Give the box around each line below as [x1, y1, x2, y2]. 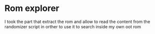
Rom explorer [4, 3, 59, 14]
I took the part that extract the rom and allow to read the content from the [4, 19, 151, 24]
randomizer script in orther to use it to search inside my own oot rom [4, 23, 141, 29]
